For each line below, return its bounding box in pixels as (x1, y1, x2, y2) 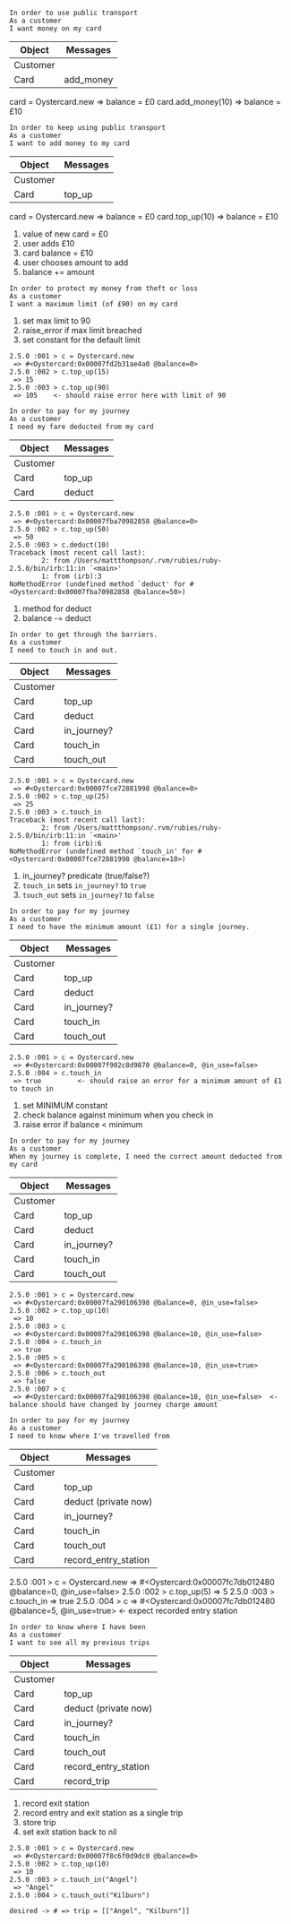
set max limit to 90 (21, 315, 91, 326)
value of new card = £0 (21, 229, 109, 239)
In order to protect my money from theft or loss (9, 284, 199, 293)
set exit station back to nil (21, 1826, 117, 1837)
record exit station (21, 1798, 90, 1808)
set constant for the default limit (21, 334, 141, 345)
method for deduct (21, 603, 92, 614)
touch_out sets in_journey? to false (21, 890, 155, 900)
